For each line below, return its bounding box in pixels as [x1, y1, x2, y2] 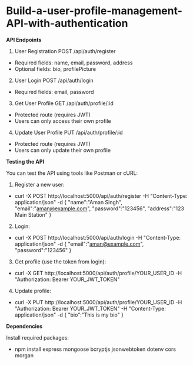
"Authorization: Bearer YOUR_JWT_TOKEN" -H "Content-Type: [14, 305, 167, 312]
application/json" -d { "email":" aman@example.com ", [14, 240, 144, 247]
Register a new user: [14, 181, 65, 188]
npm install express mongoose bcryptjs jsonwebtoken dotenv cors [14, 346, 177, 353]
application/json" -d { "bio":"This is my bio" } [14, 311, 124, 318]
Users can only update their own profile [14, 146, 111, 154]
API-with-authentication [6, 17, 128, 30]
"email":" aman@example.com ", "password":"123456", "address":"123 [14, 205, 184, 212]
